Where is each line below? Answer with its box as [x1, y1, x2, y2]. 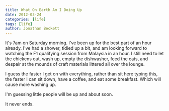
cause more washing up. [5, 81, 56, 88]
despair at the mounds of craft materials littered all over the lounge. [5, 61, 145, 67]
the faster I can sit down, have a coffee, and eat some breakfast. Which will [5, 76, 161, 82]
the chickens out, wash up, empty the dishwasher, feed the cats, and [5, 56, 148, 62]
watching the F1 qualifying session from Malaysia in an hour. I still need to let [5, 51, 164, 57]
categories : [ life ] [5, 17, 46, 22]
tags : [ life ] [5, 21, 33, 27]
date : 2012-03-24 [5, 12, 42, 17]
